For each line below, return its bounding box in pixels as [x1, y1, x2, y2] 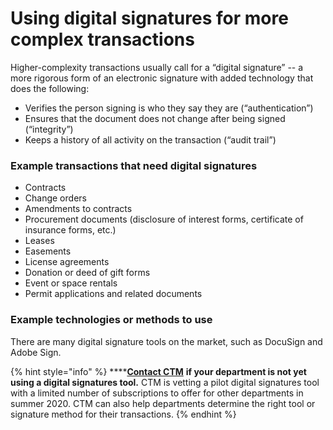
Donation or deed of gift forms [24, 267, 151, 279]
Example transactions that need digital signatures [10, 158, 258, 172]
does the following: [10, 82, 90, 94]
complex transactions [10, 28, 195, 51]
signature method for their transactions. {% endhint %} [10, 408, 237, 420]
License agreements [24, 256, 110, 268]
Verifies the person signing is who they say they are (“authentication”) [24, 102, 314, 114]
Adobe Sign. [10, 346, 62, 358]
